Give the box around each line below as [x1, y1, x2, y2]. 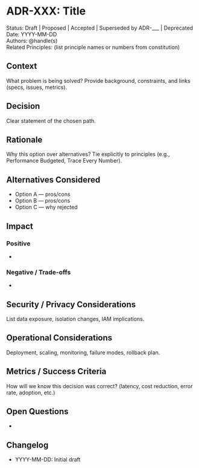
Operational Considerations [6, 333, 113, 343]
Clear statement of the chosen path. [6, 117, 96, 125]
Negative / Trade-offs [6, 268, 71, 276]
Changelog [6, 440, 49, 450]
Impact [6, 221, 33, 231]
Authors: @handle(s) [6, 37, 58, 44]
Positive [6, 239, 31, 247]
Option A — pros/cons [14, 190, 71, 198]
